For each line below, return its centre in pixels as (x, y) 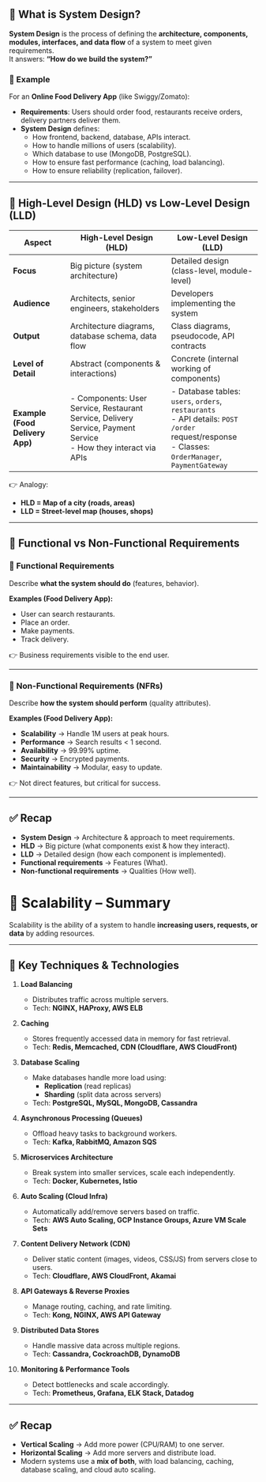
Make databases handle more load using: (99, 1078)
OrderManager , (196, 456)
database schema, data (113, 335)
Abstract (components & (115, 363)
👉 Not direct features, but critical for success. (85, 783)
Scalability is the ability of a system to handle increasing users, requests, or (133, 924)
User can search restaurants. (67, 614)
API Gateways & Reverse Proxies (75, 1291)
